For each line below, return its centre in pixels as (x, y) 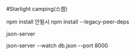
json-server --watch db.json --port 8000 (57, 45)
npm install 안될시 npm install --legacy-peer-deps (68, 22)
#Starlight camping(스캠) (37, 9)
